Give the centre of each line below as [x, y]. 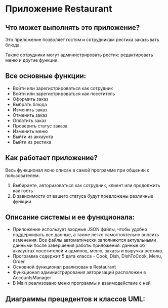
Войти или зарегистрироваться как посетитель [64, 94]
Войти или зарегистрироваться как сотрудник [63, 88]
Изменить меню [30, 131]
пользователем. [23, 175]
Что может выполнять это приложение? [73, 28]
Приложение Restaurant [59, 9]
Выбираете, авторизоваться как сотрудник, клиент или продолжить [86, 185]
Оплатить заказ [29, 120]
